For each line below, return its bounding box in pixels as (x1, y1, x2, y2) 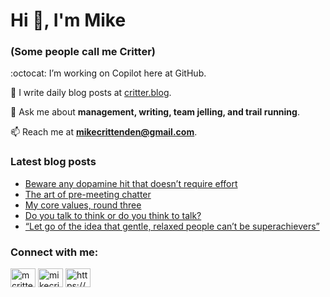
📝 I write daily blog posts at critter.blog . (10, 87, 172, 99)
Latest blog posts (10, 155, 97, 169)
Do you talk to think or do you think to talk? (24, 209, 202, 221)
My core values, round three (24, 199, 142, 211)
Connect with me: (10, 245, 99, 259)
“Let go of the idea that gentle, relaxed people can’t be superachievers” (24, 220, 320, 232)
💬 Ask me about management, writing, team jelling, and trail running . (10, 106, 300, 118)
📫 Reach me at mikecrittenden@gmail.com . (10, 126, 198, 138)
